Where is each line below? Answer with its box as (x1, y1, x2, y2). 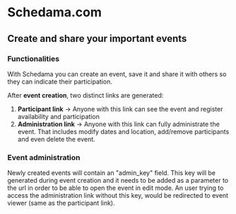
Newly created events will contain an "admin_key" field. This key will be (7, 169, 216, 177)
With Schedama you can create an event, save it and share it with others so (7, 69, 227, 78)
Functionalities (7, 54, 60, 64)
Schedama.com (7, 4, 102, 21)
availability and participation (17, 112, 100, 120)
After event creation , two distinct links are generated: (7, 91, 164, 99)
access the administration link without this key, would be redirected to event (7, 191, 228, 200)
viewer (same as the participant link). (7, 199, 115, 208)
